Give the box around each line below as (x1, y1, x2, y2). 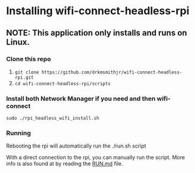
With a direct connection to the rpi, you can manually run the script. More (6, 154, 186, 161)
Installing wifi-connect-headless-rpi (6, 4, 190, 18)
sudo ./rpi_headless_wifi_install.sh (6, 116, 100, 121)
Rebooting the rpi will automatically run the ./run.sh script (6, 142, 146, 149)
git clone (14, 69, 40, 75)
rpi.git (14, 74, 34, 81)
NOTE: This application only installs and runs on (6, 28, 187, 38)
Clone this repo (6, 55, 52, 63)
